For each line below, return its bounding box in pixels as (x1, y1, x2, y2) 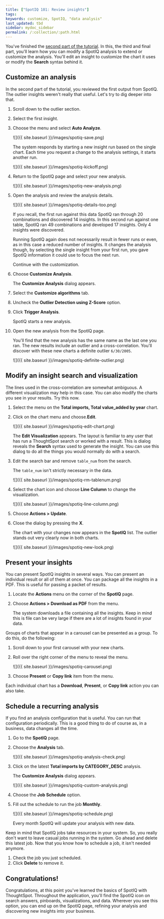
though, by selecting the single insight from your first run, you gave (12, 247, 149, 253)
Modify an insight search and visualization (5, 372, 138, 380)
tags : (5, 12, 17, 17)
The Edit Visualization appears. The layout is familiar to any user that (12, 433, 153, 439)
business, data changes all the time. (5, 726, 78, 731)
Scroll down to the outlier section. (12, 106, 81, 112)
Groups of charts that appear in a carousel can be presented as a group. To (5, 630, 158, 636)
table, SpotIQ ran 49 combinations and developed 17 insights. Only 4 (12, 221, 151, 228)
